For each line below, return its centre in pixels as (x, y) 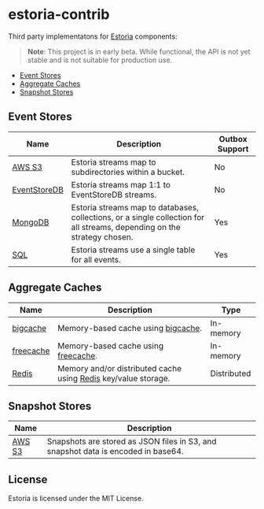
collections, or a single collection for (138, 217)
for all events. (96, 259)
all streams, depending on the (126, 227)
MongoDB (31, 222)
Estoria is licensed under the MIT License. (76, 499)
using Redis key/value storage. (114, 378)
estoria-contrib (59, 15)
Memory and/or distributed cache (120, 368)
